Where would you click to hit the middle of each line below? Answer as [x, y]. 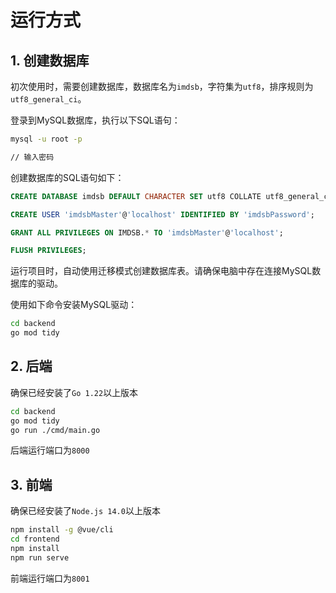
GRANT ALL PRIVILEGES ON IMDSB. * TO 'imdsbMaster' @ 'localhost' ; [147, 232]
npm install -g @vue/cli [62, 530]
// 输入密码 [32, 157]
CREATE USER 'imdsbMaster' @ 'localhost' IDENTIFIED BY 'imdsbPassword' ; [162, 214]
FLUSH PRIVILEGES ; [48, 251]
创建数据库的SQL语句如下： [67, 177]
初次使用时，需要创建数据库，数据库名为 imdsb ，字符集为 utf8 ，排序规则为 [162, 86]
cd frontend [35, 539]
